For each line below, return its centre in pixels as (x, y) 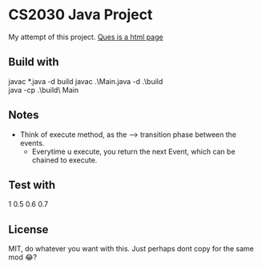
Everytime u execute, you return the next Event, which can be (133, 151)
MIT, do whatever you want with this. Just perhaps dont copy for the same (131, 249)
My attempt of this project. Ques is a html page (86, 37)
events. (32, 143)
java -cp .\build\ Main (44, 90)
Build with (34, 62)
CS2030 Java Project (81, 15)
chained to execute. (64, 160)
